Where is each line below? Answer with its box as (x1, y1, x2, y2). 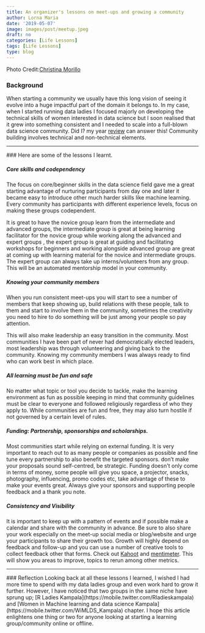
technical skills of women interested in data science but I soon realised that (6, 114, 195, 122)
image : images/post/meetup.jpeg (6, 26, 88, 32)
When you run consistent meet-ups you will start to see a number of (6, 293, 178, 301)
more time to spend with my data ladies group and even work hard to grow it (6, 580, 198, 588)
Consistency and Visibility (6, 502, 75, 509)
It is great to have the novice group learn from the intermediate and (6, 219, 175, 227)
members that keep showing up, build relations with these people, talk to (6, 300, 189, 307)
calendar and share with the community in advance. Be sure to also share (6, 524, 191, 531)
